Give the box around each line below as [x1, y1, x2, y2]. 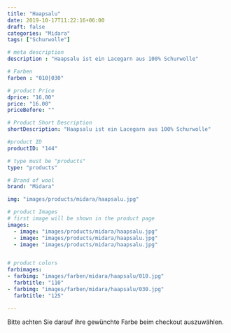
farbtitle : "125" [13, 292, 64, 299]
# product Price [7, 87, 55, 94]
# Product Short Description [7, 120, 92, 127]
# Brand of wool [7, 176, 55, 184]
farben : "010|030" [7, 74, 64, 81]
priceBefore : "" [7, 106, 55, 114]
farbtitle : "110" [13, 279, 64, 286]
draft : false [7, 23, 45, 30]
